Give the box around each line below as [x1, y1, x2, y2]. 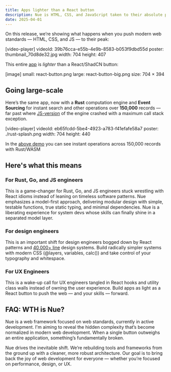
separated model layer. [5, 215, 53, 221]
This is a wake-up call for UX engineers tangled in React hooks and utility [5, 279, 159, 285]
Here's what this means [5, 161, 82, 169]
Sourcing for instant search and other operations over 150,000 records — [5, 105, 161, 111]
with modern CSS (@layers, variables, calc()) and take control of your [5, 250, 151, 256]
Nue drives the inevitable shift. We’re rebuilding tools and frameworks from [5, 345, 163, 351]
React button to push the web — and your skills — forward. [5, 291, 129, 297]
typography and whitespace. [5, 255, 66, 262]
